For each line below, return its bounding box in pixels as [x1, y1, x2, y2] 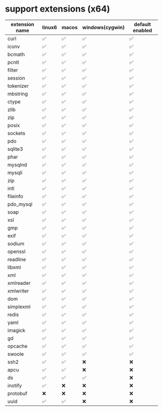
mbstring [7, 90, 28, 97]
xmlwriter [7, 287, 29, 294]
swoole [7, 350, 24, 357]
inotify [7, 382, 22, 389]
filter [7, 66, 18, 73]
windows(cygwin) [82, 24, 125, 31]
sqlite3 [7, 146, 23, 152]
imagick [7, 327, 26, 333]
